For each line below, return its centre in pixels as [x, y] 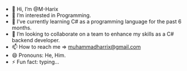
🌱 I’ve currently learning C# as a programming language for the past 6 [96, 21]
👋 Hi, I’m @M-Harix [35, 9]
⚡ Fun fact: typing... [36, 62]
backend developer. [36, 40]
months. [22, 28]
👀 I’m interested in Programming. [51, 15]
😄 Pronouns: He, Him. [39, 55]
